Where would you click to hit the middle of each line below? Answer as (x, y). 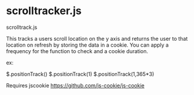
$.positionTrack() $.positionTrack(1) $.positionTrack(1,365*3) (80, 74)
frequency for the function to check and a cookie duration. (77, 51)
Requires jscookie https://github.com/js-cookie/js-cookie (75, 85)
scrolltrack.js (22, 27)
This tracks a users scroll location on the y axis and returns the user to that (97, 38)
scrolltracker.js (44, 11)
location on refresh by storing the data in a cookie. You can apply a (88, 45)
